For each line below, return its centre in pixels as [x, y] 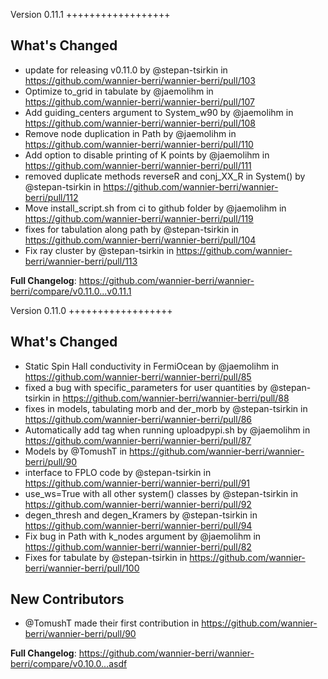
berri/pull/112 [51, 197]
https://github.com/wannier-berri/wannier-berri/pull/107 [139, 101]
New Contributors [67, 599]
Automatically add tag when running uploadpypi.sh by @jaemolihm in [167, 430]
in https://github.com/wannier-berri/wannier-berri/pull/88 [171, 398]
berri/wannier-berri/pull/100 [82, 568]
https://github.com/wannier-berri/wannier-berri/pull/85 [138, 376]
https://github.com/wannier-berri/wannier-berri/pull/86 [138, 419]
